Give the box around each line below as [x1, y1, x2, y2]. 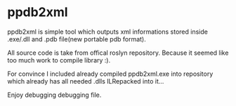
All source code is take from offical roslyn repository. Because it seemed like [7, 48, 229, 57]
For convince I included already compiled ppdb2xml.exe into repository [7, 69, 214, 78]
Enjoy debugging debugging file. [7, 91, 102, 99]
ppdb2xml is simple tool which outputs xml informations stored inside [7, 27, 209, 36]
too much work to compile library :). [7, 55, 111, 64]
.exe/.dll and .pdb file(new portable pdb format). [7, 34, 146, 43]
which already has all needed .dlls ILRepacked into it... [7, 77, 164, 85]
